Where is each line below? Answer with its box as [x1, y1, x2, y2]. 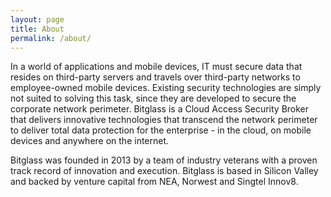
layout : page [10, 14, 65, 25]
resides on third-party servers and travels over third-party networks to [10, 71, 301, 83]
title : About [10, 24, 65, 34]
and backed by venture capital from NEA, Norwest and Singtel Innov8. [10, 176, 299, 188]
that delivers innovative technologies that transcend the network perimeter [10, 114, 318, 126]
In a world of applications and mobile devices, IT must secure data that [10, 61, 303, 73]
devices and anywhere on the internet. [10, 135, 170, 147]
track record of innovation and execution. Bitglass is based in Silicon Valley [10, 165, 319, 177]
